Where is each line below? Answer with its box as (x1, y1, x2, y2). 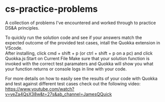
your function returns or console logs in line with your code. (5, 66, 127, 72)
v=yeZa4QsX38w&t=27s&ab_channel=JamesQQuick (5, 91, 112, 97)
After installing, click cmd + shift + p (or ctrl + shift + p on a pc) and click (5, 50, 153, 56)
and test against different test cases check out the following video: (5, 80, 141, 87)
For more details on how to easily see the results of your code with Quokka (5, 75, 158, 81)
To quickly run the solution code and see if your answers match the (5, 34, 142, 40)
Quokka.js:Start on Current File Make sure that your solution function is (5, 55, 150, 61)
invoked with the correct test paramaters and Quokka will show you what (5, 61, 154, 67)
